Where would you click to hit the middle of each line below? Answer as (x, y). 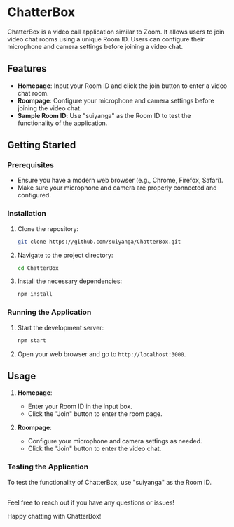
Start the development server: (61, 327)
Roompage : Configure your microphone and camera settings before (116, 100)
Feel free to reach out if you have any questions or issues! (91, 502)
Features (27, 69)
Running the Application (49, 312)
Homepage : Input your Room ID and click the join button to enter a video (122, 86)
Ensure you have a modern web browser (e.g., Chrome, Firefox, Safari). (120, 181)
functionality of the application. (62, 123)
